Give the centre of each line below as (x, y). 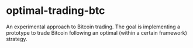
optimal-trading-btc (56, 11)
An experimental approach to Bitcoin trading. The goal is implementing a (93, 27)
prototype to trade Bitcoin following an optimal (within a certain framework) (96, 32)
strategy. (17, 39)
